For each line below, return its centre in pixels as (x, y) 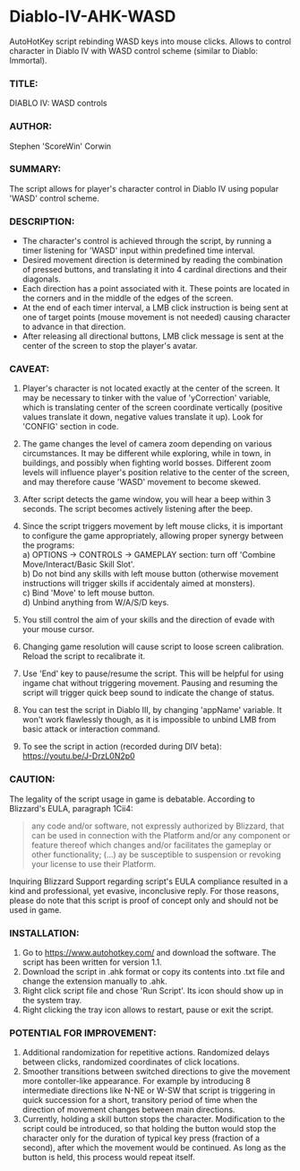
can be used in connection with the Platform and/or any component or (161, 835)
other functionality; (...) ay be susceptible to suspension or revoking (156, 854)
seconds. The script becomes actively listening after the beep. (137, 509)
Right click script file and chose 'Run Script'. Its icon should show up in (153, 991)
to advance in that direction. (74, 327)
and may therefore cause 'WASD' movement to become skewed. (141, 482)
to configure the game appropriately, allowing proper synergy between (153, 536)
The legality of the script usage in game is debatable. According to (132, 799)
